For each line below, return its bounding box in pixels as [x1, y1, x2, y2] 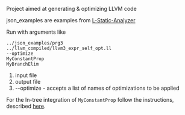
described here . [6, 102, 46, 110]
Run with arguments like [6, 28, 66, 36]
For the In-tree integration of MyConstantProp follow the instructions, [6, 96, 174, 103]
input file [14, 72, 37, 79]
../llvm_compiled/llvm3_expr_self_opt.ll [6, 45, 112, 51]
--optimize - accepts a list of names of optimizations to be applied [14, 84, 180, 92]
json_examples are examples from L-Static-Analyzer [6, 17, 136, 23]
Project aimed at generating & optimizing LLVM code [6, 5, 137, 12]
